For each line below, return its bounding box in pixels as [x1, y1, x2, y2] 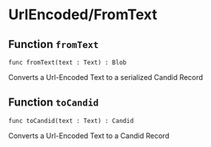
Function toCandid [8, 96, 99, 109]
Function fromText [8, 38, 99, 51]
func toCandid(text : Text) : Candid [8, 117, 134, 125]
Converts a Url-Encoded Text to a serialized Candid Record [8, 73, 204, 81]
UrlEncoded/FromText [8, 6, 157, 24]
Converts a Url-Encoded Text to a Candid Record [8, 130, 170, 141]
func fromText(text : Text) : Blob [8, 58, 127, 66]
